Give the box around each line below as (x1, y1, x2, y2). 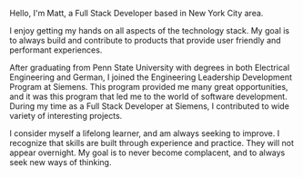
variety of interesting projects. (9, 111, 123, 121)
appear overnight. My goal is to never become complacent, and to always (9, 147, 286, 158)
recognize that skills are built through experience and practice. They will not (9, 138, 294, 148)
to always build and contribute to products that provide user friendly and (9, 35, 281, 45)
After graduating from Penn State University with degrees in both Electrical (9, 63, 290, 73)
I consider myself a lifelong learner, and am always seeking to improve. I (9, 128, 280, 139)
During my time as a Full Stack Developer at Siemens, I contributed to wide (9, 101, 289, 112)
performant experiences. (9, 44, 103, 55)
